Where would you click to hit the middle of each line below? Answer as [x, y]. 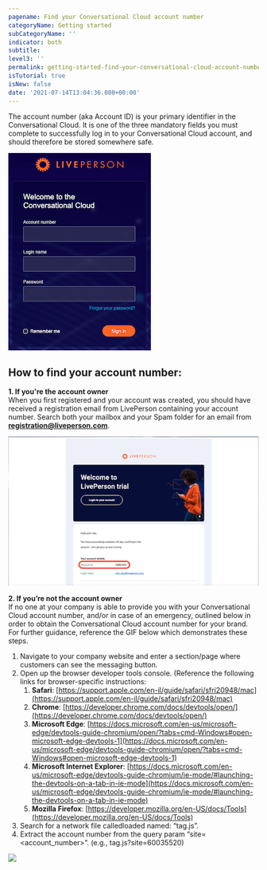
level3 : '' [26, 59]
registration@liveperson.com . [59, 426]
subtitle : [25, 51]
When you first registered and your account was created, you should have [130, 400]
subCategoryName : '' [43, 33]
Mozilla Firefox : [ [60, 809]
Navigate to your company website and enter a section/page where [130, 656]
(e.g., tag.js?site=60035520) [137, 842]
